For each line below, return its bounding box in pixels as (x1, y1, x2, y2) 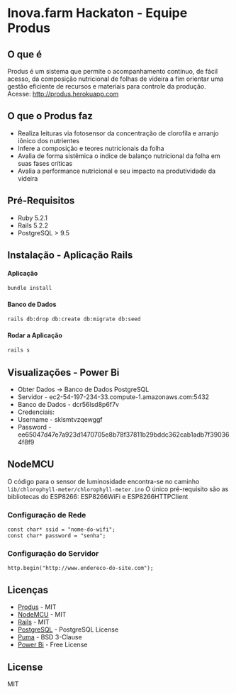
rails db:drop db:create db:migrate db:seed (7, 315, 141, 323)
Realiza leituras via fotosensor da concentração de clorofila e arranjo (17, 129, 220, 138)
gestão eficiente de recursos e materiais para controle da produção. (7, 82, 207, 90)
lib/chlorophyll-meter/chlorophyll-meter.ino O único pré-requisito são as (7, 484, 229, 493)
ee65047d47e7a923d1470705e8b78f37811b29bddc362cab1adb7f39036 (17, 430, 230, 439)
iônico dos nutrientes (17, 136, 80, 145)
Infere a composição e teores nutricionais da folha (17, 144, 164, 152)
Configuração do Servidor (7, 549, 99, 559)
